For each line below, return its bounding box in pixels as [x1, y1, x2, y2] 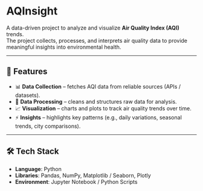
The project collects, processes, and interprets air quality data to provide [6, 37, 188, 44]
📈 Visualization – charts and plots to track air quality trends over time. [14, 104, 192, 112]
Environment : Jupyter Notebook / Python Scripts [14, 178, 138, 185]
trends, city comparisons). [14, 122, 81, 130]
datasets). [14, 92, 40, 99]
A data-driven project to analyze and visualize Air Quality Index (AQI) [6, 24, 179, 31]
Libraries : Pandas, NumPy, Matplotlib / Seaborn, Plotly [14, 172, 151, 179]
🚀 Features [6, 66, 48, 77]
